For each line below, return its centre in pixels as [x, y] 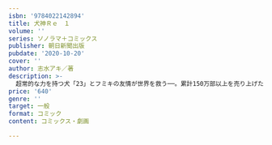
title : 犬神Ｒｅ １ [39, 23]
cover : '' [25, 62]
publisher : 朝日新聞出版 [47, 46]
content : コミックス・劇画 [49, 122]
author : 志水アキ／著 [41, 69]
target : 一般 [29, 106]
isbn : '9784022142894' [47, 16]
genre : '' [25, 99]
